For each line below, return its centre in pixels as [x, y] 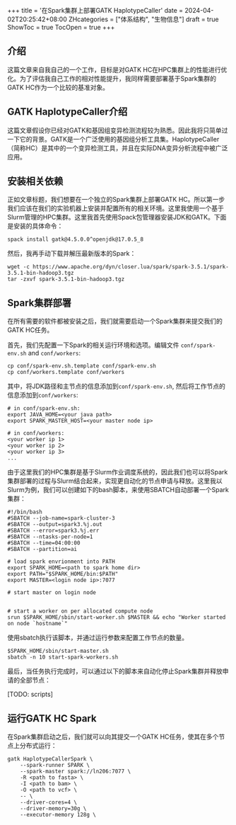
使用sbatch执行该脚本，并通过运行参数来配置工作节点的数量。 [98, 638]
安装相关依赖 [35, 182]
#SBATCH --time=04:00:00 [44, 543]
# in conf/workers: [36, 433]
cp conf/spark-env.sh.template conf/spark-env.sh [82, 366]
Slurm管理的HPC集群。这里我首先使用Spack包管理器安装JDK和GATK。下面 [117, 217]
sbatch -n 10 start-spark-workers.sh [63, 657]
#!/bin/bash [25, 512]
